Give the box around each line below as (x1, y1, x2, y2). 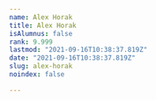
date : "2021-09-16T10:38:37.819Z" (9, 54, 137, 62)
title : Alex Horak (9, 21, 77, 30)
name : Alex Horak (9, 12, 73, 22)
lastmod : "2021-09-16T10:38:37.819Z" (9, 46, 148, 54)
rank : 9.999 (9, 37, 53, 46)
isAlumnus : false (9, 29, 73, 38)
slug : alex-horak (9, 62, 73, 71)
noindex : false (9, 70, 65, 79)
